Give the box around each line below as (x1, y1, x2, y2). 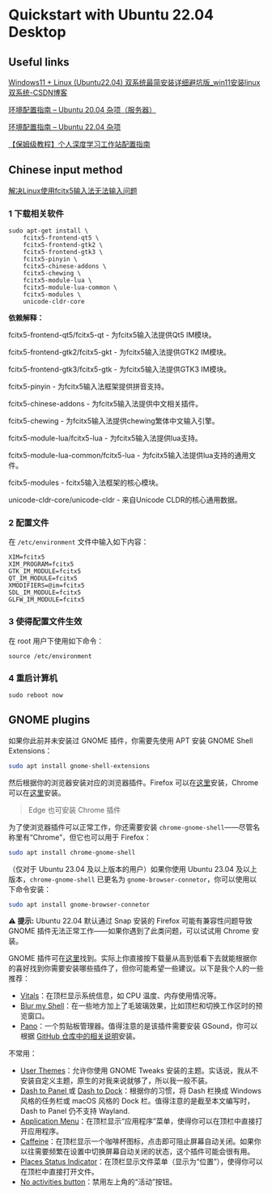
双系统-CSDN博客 (8, 87, 68, 97)
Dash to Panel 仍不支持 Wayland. (19, 1107, 130, 1116)
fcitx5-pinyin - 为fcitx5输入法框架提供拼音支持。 (8, 382, 168, 392)
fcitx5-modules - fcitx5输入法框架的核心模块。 (8, 478, 164, 487)
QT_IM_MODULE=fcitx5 (8, 575, 79, 583)
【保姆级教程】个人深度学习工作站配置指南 (8, 139, 151, 149)
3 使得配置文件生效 (8, 616, 83, 627)
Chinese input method (8, 164, 123, 177)
